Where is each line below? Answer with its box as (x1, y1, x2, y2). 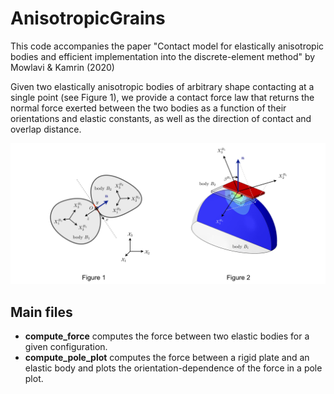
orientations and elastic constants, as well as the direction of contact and (10, 112, 312, 124)
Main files (10, 303, 73, 321)
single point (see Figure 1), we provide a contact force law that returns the (10, 91, 315, 103)
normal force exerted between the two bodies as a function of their (10, 102, 287, 114)
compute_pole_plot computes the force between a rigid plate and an (24, 352, 310, 364)
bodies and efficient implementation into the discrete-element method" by (10, 50, 316, 62)
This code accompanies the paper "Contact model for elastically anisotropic (10, 40, 325, 52)
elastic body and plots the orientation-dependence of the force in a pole (24, 362, 323, 374)
